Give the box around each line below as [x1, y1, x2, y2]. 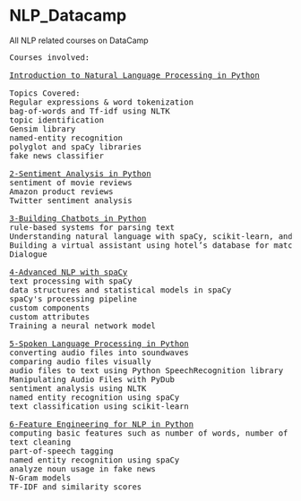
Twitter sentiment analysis [9, 195, 133, 206]
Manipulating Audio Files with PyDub [9, 374, 176, 385]
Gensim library [9, 123, 76, 134]
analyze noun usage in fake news [9, 463, 157, 474]
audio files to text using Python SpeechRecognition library [9, 365, 284, 376]
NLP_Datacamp [9, 5, 127, 26]
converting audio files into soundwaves [9, 347, 190, 358]
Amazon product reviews [9, 186, 114, 197]
